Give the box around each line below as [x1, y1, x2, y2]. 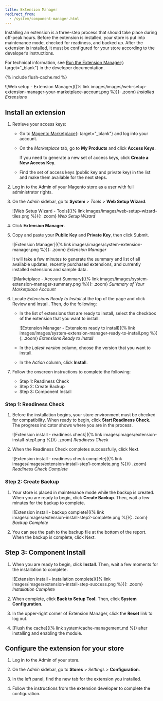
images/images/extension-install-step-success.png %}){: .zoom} [12, 581, 143, 587]
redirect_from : [5, 12, 36, 17]
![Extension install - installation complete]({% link [12, 576, 111, 582]
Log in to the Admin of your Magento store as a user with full [12, 184, 134, 190]
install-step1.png [12, 437, 45, 443]
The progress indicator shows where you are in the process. [12, 422, 133, 428]
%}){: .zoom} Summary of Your [82, 281, 145, 287]
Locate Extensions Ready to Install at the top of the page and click [12, 296, 145, 302]
